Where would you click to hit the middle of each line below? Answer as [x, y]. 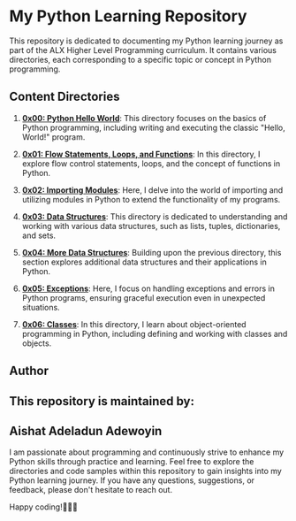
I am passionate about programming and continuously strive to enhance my [147, 452]
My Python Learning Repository [128, 16]
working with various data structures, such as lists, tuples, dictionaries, [151, 226]
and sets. [38, 235]
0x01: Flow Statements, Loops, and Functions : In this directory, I [141, 154]
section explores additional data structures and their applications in [144, 262]
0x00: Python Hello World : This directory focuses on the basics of [144, 118]
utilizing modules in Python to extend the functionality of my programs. [151, 199]
